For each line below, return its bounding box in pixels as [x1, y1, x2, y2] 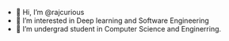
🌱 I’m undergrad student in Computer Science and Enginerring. [15, 24, 222, 33]
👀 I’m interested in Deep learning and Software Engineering [15, 16, 210, 25]
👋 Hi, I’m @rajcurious [15, 8, 85, 17]
